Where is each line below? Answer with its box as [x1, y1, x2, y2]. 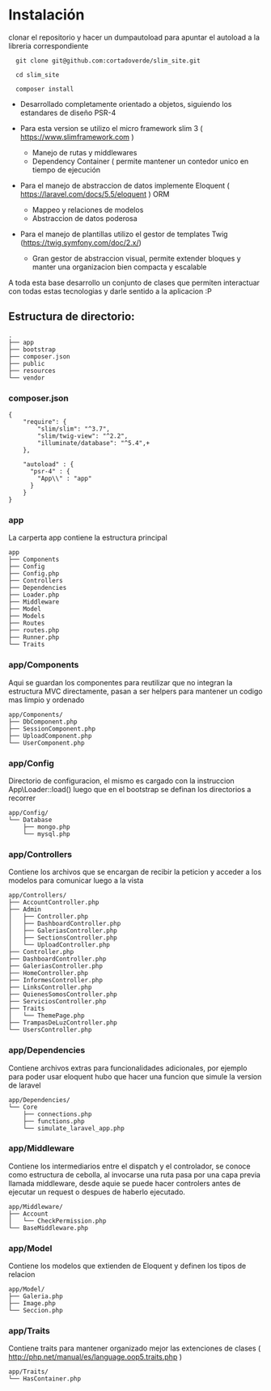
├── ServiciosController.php [8, 998, 107, 1006]
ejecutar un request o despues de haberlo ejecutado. [8, 1187, 186, 1197]
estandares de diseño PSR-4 [19, 108, 116, 117]
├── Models [8, 613, 45, 621]
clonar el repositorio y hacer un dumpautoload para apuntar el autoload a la [8, 32, 260, 42]
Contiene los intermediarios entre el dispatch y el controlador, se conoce [8, 1161, 251, 1171]
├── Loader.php [8, 591, 60, 600]
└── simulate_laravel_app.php [23, 1124, 125, 1132]
